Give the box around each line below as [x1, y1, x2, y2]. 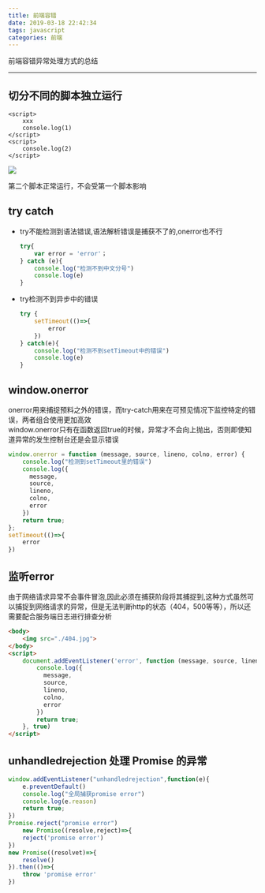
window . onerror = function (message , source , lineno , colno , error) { [8, 450, 245, 458]
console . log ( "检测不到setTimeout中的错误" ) [34, 346, 170, 355]
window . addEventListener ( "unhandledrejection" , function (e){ [8, 775, 211, 783]
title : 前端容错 [8, 11, 57, 20]
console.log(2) [22, 145, 73, 153]
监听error [8, 570, 54, 583]
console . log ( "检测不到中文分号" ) [34, 264, 135, 272]
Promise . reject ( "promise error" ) [8, 820, 118, 828]
